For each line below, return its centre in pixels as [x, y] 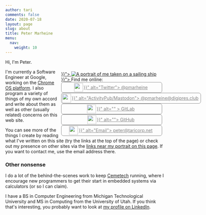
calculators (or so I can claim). [37, 186]
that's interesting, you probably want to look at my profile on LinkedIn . [78, 207]
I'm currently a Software [30, 72]
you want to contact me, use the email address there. [61, 151]
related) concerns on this [31, 115]
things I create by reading [32, 135]
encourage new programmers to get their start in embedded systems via [81, 181]
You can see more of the [31, 130]
